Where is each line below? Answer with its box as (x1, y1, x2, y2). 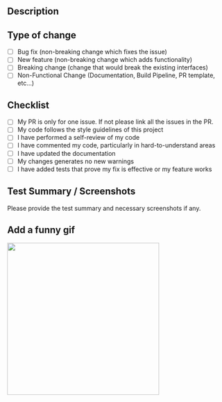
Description (7, 6, 59, 17)
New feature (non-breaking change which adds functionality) (17, 56, 193, 64)
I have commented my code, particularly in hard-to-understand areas (17, 141, 216, 150)
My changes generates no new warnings (17, 156, 134, 166)
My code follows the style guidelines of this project (17, 125, 164, 134)
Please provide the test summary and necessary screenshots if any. (7, 204, 201, 212)
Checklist (7, 99, 50, 111)
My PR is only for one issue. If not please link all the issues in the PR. (17, 118, 214, 126)
